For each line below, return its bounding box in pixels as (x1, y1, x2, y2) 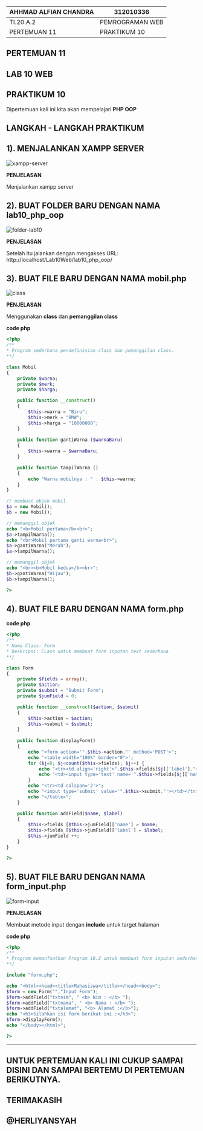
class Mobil (6, 364, 36, 370)
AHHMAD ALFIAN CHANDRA (9, 8, 94, 16)
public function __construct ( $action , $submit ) (17, 704, 139, 710)
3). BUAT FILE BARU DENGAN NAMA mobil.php (6, 273, 187, 284)
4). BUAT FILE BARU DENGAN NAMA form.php (6, 604, 184, 614)
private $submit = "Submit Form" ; (17, 688, 104, 694)
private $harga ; (17, 386, 59, 393)
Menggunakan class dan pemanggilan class (6, 313, 118, 320)
